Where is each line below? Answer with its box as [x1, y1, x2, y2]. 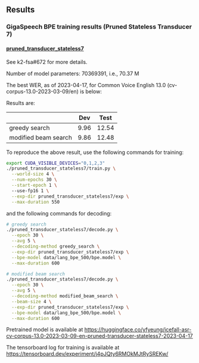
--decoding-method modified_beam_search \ [11, 293, 119, 299]
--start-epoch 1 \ [11, 182, 58, 189]
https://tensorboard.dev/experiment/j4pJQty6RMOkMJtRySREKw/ [6, 350, 169, 358]
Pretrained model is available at [6, 326, 83, 333]
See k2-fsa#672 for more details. [6, 58, 88, 65]
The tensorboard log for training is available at [6, 344, 120, 351]
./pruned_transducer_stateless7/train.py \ [6, 165, 116, 172]
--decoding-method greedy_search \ [11, 244, 100, 250]
